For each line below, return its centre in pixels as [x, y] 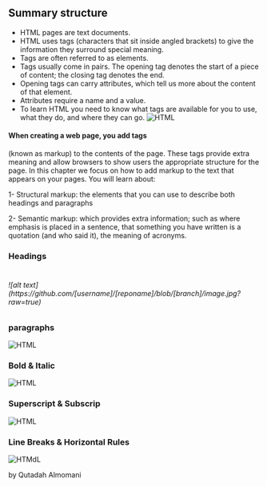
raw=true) [25, 302]
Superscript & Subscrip [55, 404]
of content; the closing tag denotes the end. [92, 74]
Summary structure [58, 13]
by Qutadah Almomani [45, 475]
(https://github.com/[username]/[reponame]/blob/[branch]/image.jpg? [125, 293]
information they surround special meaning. [92, 49]
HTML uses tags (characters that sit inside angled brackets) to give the [137, 41]
